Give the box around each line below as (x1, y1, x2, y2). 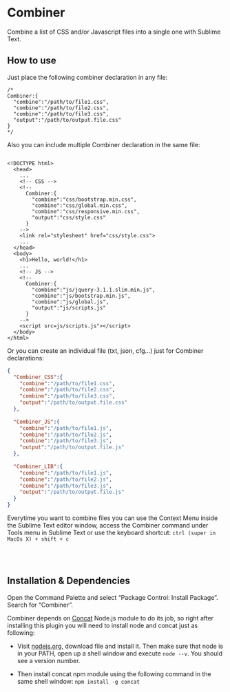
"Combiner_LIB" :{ (13, 463, 63, 470)
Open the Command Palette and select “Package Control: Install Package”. (7, 593, 218, 601)
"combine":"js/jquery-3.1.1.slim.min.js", (32, 286, 156, 293)
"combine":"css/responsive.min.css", (32, 208, 140, 215)
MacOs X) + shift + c (7, 536, 70, 543)
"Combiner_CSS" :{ (13, 374, 63, 380)
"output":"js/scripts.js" (32, 304, 107, 311)
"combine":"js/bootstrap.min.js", (32, 292, 131, 299)
